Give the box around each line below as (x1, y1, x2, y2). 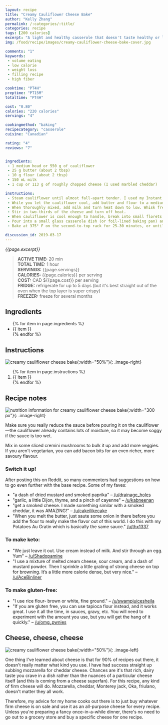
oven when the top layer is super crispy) (17, 288, 101, 294)
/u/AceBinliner (12, 574, 42, 580)
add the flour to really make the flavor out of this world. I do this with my (12, 518, 161, 525)
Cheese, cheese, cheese (5, 634, 84, 642)
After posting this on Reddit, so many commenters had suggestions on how (5, 477, 160, 483)
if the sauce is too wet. (5, 433, 52, 439)
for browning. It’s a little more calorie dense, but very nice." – (12, 569, 138, 575)
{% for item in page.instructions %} (12, 369, 85, 375)
